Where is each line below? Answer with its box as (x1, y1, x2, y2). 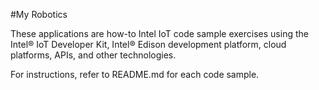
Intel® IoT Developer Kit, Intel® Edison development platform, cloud (10, 39, 287, 50)
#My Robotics (10, 9, 68, 20)
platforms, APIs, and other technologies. (10, 49, 177, 61)
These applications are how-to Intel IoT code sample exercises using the (10, 28, 309, 39)
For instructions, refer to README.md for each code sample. (10, 69, 260, 80)
